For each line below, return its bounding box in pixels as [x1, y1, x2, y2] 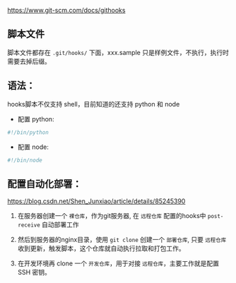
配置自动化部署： [7, 178, 82, 190]
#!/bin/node [7, 157, 42, 164]
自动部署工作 [41, 220, 79, 229]
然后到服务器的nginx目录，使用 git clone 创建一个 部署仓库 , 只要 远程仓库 [17, 236, 227, 244]
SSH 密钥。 [17, 268, 52, 277]
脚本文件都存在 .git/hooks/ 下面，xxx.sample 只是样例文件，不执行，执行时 [7, 48, 230, 56]
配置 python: [17, 114, 54, 123]
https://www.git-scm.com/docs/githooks [7, 6, 126, 14]
